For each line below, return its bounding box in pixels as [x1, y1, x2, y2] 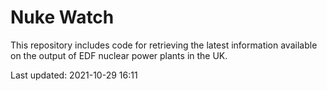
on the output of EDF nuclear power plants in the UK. [10, 49, 228, 61]
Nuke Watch [10, 6, 115, 29]
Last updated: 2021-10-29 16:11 [10, 69, 138, 81]
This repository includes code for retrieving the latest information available [10, 39, 318, 51]
